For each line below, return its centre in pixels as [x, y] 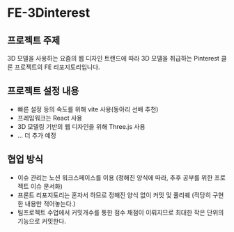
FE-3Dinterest [49, 13]
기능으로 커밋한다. [41, 221]
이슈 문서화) [46, 186]
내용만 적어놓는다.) [50, 203]
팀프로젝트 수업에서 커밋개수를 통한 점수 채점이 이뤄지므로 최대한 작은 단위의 [120, 212]
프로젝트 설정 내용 [43, 91]
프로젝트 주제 [34, 40]
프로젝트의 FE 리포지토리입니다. [57, 67]
